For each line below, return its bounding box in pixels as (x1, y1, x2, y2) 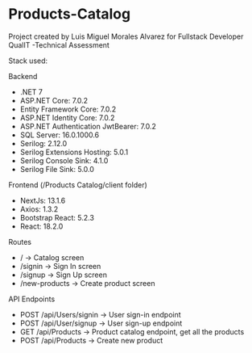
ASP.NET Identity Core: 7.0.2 (19, 112, 115, 122)
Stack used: (8, 56, 48, 65)
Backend (8, 71, 38, 81)
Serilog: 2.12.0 (19, 138, 68, 148)
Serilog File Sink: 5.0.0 (19, 164, 95, 174)
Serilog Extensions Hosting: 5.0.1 (19, 147, 129, 157)
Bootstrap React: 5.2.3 (19, 212, 95, 222)
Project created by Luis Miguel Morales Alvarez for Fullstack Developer (8, 32, 244, 41)
